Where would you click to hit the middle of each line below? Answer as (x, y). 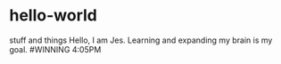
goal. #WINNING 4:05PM (55, 49)
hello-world (54, 16)
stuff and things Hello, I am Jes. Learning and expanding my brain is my (141, 40)
